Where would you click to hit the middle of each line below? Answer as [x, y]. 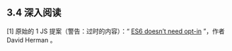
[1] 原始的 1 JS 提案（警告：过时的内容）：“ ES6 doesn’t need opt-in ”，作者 [116, 31]
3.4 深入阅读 [34, 13]
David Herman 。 [31, 40]
